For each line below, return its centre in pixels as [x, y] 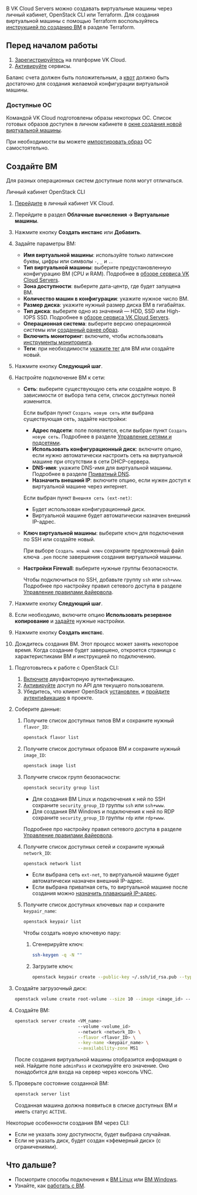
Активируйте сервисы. [43, 66]
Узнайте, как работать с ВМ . [50, 1186]
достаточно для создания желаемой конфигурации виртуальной [87, 83]
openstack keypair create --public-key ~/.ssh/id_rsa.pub [104, 977]
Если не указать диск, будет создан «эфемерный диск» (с [88, 1140]
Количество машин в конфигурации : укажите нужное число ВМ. [106, 298]
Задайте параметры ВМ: [45, 244]
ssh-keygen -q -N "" [57, 955]
